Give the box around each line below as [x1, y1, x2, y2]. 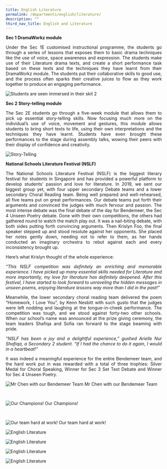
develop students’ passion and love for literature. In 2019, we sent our [5, 181, 162, 187]
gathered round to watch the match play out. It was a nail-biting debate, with [5, 218, 162, 224]
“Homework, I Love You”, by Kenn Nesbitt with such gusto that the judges [5, 300, 162, 306]
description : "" [5, 16, 39, 21]
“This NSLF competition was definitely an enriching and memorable [5, 264, 162, 269]
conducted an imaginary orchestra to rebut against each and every [5, 239, 162, 245]
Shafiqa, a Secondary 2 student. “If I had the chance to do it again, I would [5, 341, 162, 347]
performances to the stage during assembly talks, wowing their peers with [5, 136, 162, 142]
